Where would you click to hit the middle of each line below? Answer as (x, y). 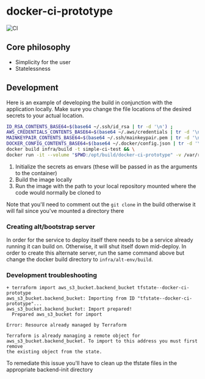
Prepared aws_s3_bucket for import (57, 315)
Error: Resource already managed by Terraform (67, 325)
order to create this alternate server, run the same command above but (95, 253)
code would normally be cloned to (58, 192)
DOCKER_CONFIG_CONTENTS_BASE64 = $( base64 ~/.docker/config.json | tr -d (99, 144)
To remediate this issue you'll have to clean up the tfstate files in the (92, 363)
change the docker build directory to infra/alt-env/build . (80, 259)
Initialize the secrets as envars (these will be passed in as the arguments (106, 167)
